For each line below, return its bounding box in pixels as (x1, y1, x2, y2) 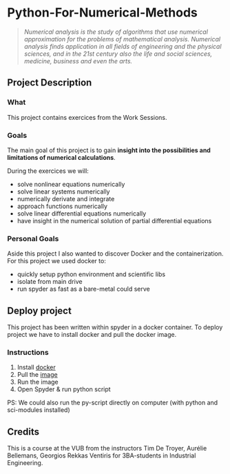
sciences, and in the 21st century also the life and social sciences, (23, 50, 213, 58)
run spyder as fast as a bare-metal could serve (17, 285, 150, 293)
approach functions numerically (17, 202, 108, 210)
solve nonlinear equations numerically (17, 180, 125, 188)
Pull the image (17, 371, 58, 379)
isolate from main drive (17, 278, 83, 286)
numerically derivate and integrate (17, 194, 115, 203)
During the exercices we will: (7, 167, 90, 175)
